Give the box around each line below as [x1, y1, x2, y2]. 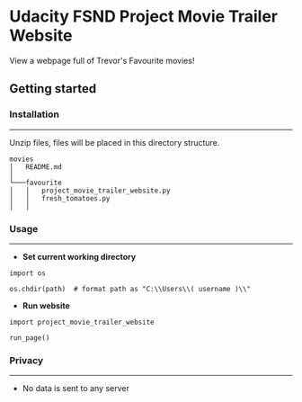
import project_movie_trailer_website [9, 317, 155, 326]
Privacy [9, 353, 44, 366]
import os [9, 268, 47, 278]
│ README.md [9, 162, 63, 172]
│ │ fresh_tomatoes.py [9, 193, 111, 203]
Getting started [9, 81, 97, 96]
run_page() [9, 333, 50, 343]
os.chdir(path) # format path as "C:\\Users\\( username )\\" [9, 284, 252, 293]
